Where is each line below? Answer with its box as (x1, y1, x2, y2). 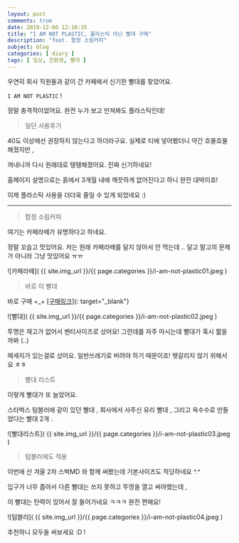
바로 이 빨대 (24, 282, 58, 290)
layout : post (7, 10, 46, 18)
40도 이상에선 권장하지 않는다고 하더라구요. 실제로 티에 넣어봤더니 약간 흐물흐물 (7, 136, 228, 144)
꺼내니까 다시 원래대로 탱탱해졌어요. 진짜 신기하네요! (7, 160, 152, 169)
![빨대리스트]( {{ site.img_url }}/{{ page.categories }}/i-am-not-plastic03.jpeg (7, 429, 230, 438)
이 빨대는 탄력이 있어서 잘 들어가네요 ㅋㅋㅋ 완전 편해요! (7, 497, 161, 506)
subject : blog (7, 43, 50, 51)
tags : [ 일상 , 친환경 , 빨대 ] (7, 57, 87, 64)
